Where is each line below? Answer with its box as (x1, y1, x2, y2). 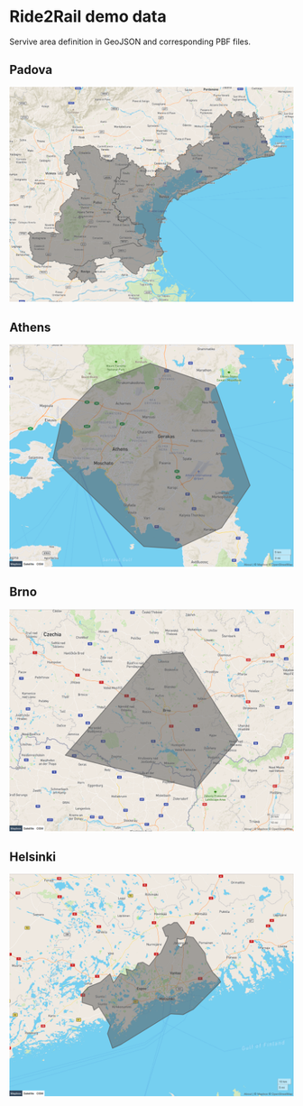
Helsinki (9, 849, 57, 864)
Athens (9, 319, 51, 335)
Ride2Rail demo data (9, 6, 167, 27)
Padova (9, 62, 52, 78)
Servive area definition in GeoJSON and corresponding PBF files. (9, 36, 251, 47)
